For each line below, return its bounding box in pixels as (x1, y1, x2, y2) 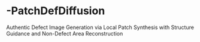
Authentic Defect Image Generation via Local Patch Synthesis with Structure (6, 24, 195, 31)
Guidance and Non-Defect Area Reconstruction (6, 30, 123, 37)
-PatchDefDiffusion (6, 4, 105, 18)
